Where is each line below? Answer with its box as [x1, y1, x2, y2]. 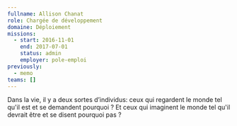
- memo [13, 69, 33, 76]
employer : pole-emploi [20, 57, 87, 64]
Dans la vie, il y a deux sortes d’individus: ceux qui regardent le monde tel [7, 96, 223, 104]
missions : [7, 30, 37, 38]
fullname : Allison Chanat [7, 10, 83, 18]
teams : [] [7, 76, 37, 84]
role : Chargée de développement [7, 17, 103, 24]
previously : [7, 63, 42, 70]
